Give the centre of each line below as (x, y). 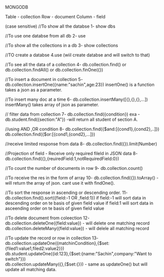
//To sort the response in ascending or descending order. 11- (66, 193)
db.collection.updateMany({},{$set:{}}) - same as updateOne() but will (76, 264)
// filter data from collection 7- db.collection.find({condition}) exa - (73, 114)
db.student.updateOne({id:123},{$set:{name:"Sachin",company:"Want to (79, 254)
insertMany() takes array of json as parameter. (52, 105)
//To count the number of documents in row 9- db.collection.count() (74, 168)
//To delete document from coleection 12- (47, 218)
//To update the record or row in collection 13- (52, 238)
